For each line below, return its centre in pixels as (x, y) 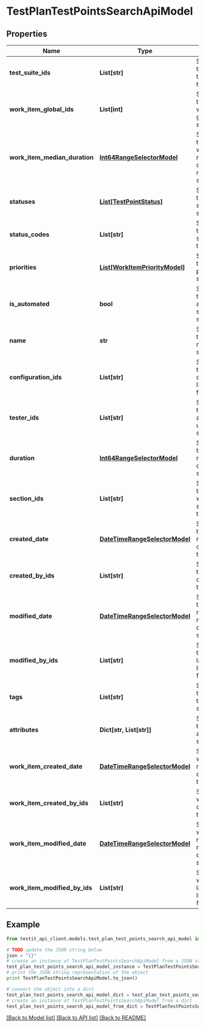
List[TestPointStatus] (131, 201)
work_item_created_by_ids (49, 803)
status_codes (30, 234)
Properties (27, 34)
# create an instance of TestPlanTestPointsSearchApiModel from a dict (99, 1000)
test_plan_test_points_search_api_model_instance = (73, 967)
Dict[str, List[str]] (126, 730)
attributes (24, 730)
